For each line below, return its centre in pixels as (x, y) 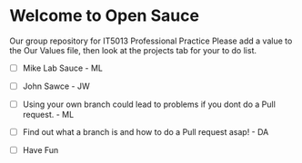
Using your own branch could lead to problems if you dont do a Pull (149, 104)
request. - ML (48, 115)
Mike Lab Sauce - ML (62, 68)
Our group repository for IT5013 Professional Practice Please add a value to (151, 41)
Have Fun (40, 150)
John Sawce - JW (56, 86)
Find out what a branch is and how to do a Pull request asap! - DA (146, 132)
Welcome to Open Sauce (105, 16)
